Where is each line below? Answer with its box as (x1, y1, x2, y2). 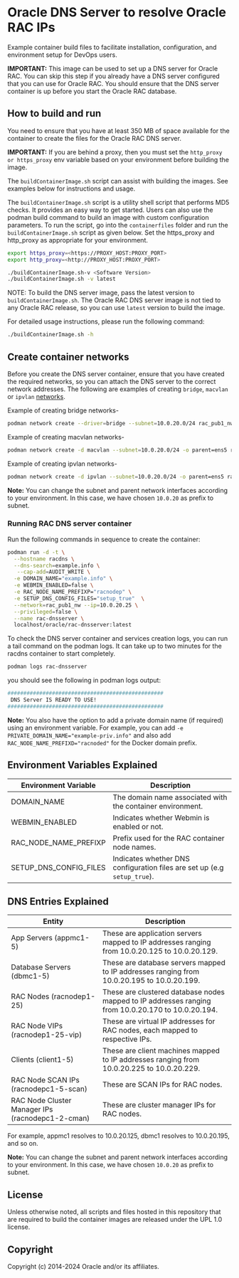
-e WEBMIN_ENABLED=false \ (14, 582, 94, 589)
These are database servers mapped (102, 958, 225, 968)
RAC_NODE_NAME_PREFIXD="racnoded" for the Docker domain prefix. (7, 738, 198, 747)
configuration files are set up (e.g (112, 862, 224, 872)
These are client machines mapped (102, 1046, 221, 1056)
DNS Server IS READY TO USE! (10, 696, 97, 704)
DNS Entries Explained (7, 895, 109, 907)
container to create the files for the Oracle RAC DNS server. (7, 134, 181, 142)
